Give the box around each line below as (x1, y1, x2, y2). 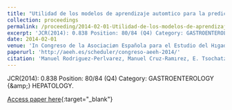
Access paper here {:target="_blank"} (7, 95, 113, 103)
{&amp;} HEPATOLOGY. (7, 81, 74, 90)
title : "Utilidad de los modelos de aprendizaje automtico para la (7, 10, 206, 17)
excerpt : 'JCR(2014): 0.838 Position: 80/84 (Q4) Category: (7, 29, 184, 37)
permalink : (7, 23, 39, 30)
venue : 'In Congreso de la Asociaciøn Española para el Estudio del (7, 42, 209, 49)
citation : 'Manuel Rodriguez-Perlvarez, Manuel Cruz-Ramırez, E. (7, 55, 199, 62)
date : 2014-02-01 (7, 36, 57, 43)
